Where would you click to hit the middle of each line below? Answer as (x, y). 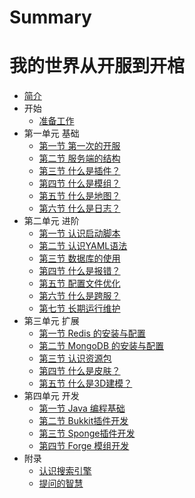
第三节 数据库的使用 (79, 258)
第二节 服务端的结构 (79, 158)
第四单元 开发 (51, 396)
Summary (50, 17)
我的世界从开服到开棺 (97, 66)
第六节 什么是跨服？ (79, 296)
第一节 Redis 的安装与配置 (92, 333)
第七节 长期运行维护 (79, 308)
